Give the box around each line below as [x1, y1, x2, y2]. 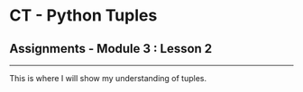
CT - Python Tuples [9, 5, 158, 26]
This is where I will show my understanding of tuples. [9, 73, 207, 83]
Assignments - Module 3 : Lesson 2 [9, 41, 213, 56]
